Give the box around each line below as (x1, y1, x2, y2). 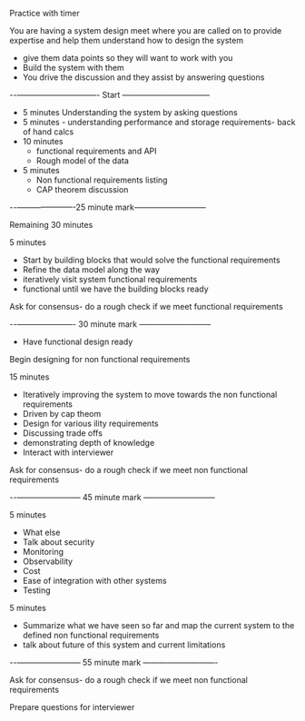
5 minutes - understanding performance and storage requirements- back (22, 117, 296, 127)
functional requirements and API (35, 145, 157, 156)
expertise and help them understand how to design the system (9, 35, 243, 45)
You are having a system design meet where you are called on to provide (9, 25, 282, 35)
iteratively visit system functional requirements (22, 274, 198, 284)
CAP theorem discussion (35, 184, 129, 194)
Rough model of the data (35, 155, 130, 166)
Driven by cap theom (22, 409, 102, 419)
